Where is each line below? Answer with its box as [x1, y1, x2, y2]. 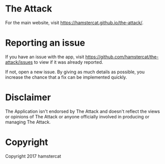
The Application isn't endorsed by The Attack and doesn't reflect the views [5, 108, 160, 114]
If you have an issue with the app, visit [5, 54, 84, 60]
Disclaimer [5, 92, 51, 103]
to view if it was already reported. [34, 59, 103, 65]
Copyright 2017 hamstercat [5, 153, 61, 159]
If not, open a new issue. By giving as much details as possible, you [5, 69, 145, 75]
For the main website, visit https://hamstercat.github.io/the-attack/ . [5, 20, 144, 26]
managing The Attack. [5, 119, 51, 125]
